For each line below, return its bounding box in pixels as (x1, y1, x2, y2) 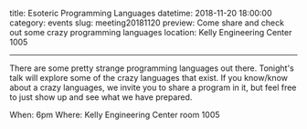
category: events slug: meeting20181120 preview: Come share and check (9, 17, 285, 28)
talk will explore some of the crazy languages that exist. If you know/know (9, 73, 288, 83)
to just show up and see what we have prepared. (9, 92, 193, 103)
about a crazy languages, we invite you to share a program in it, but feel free (9, 82, 297, 93)
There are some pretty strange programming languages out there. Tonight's (9, 63, 295, 74)
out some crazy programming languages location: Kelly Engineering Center (9, 27, 292, 37)
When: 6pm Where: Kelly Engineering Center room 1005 (9, 109, 221, 120)
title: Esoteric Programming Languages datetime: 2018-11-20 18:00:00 (9, 8, 272, 18)
